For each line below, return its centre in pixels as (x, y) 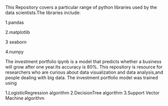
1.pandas (15, 22)
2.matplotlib (18, 32)
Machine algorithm (25, 98)
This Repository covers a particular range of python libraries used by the (81, 7)
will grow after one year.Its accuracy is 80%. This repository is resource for (84, 67)
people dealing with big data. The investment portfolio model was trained (82, 77)
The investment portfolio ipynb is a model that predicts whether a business (83, 62)
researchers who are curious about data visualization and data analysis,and (84, 72)
